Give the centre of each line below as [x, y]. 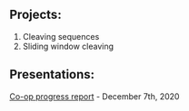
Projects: [35, 15]
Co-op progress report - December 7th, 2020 [94, 96]
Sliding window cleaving [68, 46]
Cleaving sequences [61, 36]
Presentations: [52, 74]
